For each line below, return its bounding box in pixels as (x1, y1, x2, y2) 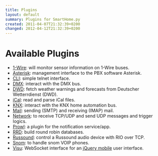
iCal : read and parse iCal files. (12, 97, 75, 103)
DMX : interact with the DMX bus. (12, 81, 82, 87)
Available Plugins (5, 48, 80, 60)
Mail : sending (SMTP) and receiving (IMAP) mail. (12, 108, 114, 114)
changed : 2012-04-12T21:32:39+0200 (5, 26, 81, 31)
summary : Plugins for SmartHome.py (5, 17, 81, 22)
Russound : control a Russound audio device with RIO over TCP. (12, 134, 145, 140)
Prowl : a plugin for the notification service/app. (12, 124, 111, 130)
